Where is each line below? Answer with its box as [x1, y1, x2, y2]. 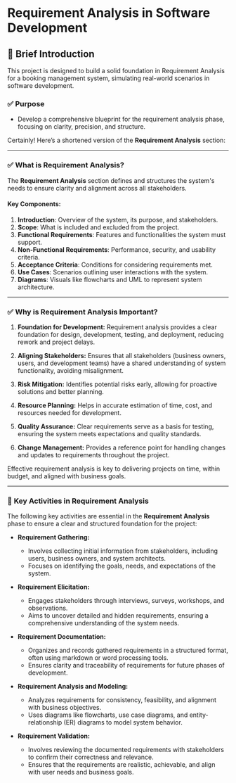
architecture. [17, 283, 55, 291]
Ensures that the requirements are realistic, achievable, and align [27, 760, 216, 769]
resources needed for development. [17, 409, 122, 417]
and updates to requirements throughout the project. [17, 451, 170, 459]
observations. [27, 604, 68, 613]
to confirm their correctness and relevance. [27, 753, 154, 761]
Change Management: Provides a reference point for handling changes [17, 443, 226, 452]
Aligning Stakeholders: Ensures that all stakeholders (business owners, [17, 352, 226, 360]
